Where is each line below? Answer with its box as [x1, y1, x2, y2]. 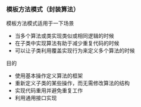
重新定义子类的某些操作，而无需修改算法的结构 [14, 80, 130, 87]
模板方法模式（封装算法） [6, 5, 80, 13]
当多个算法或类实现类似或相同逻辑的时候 [14, 33, 114, 40]
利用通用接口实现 [14, 95, 57, 102]
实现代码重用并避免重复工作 [14, 87, 83, 94]
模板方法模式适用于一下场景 [6, 20, 74, 27]
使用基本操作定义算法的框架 [14, 72, 83, 79]
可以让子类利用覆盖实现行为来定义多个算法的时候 [14, 47, 135, 54]
